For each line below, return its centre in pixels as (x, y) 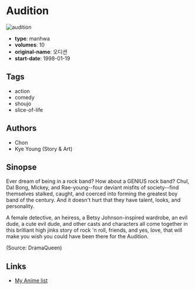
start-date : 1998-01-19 (42, 58)
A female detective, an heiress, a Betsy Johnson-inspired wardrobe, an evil (97, 218)
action (22, 91)
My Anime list (31, 281)
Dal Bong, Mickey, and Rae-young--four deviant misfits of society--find (93, 188)
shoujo (23, 104)
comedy (25, 97)
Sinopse (21, 167)
